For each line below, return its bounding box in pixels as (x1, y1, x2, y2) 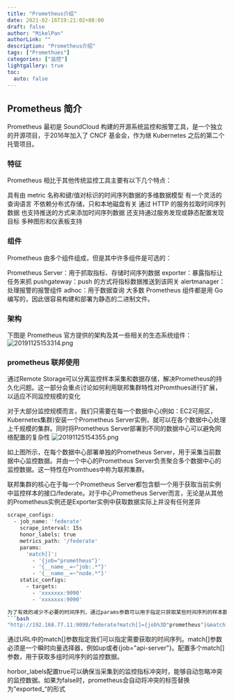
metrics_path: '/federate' (19, 537, 98, 544)
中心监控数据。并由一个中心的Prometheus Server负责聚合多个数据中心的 (13, 456, 221, 465)
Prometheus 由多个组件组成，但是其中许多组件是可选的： (7, 253, 172, 262)
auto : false (13, 75, 49, 82)
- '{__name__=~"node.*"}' (32, 570, 108, 577)
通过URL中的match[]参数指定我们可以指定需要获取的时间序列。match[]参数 (7, 635, 223, 643)
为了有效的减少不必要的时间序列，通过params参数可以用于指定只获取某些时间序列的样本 (7, 609, 223, 616)
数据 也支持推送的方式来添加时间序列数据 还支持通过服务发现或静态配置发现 (7, 209, 224, 217)
